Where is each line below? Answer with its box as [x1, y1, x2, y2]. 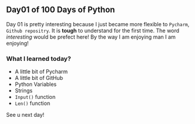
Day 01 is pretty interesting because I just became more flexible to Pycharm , [6, 20, 190, 27]
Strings [14, 87, 33, 94]
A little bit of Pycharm [14, 68, 68, 75]
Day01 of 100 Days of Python [6, 5, 115, 15]
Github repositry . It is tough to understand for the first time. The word [6, 27, 180, 34]
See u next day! [6, 111, 45, 119]
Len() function [14, 100, 51, 107]
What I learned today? [6, 54, 71, 63]
